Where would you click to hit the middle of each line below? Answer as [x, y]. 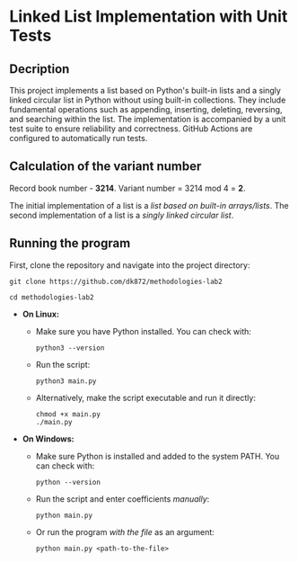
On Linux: [41, 314]
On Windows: [48, 439]
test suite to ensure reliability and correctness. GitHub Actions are [131, 129]
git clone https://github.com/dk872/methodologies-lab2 [116, 281]
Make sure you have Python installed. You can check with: [143, 331]
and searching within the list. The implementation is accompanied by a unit [148, 119]
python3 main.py [66, 381]
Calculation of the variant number [105, 167]
